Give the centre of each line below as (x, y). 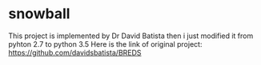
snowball (39, 14)
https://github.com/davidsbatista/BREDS (75, 52)
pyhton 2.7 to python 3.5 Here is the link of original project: (105, 44)
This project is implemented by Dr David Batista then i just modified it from (131, 36)
